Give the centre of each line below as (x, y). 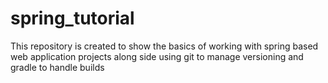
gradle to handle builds (57, 67)
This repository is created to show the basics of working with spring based (164, 46)
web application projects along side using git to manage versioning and (157, 56)
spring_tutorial (72, 18)
